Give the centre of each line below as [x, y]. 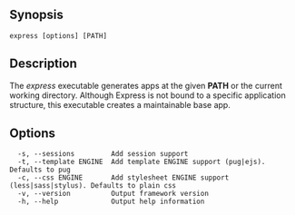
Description [43, 64]
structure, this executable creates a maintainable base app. [120, 104]
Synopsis [36, 15]
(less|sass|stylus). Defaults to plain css [93, 186]
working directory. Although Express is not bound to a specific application [147, 95]
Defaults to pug [40, 170]
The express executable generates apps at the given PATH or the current [146, 85]
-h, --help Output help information [111, 202]
